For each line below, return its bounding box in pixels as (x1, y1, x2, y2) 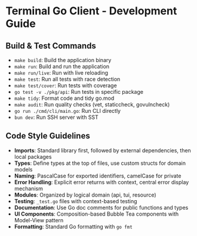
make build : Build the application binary (14, 57, 112, 63)
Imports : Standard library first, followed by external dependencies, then (14, 146, 192, 154)
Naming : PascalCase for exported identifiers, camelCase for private (14, 172, 181, 179)
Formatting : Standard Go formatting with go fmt (14, 223, 133, 230)
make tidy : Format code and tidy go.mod (14, 94, 115, 102)
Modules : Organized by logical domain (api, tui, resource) (14, 191, 156, 198)
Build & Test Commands (5, 41, 96, 51)
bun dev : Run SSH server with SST (14, 114, 99, 121)
